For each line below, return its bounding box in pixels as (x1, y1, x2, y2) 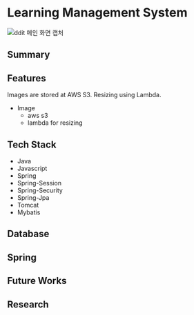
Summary (7, 49, 50, 61)
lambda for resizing (27, 119, 83, 127)
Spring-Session (17, 179, 62, 187)
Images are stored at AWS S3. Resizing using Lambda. (7, 91, 162, 99)
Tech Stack (7, 139, 57, 150)
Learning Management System (7, 5, 188, 21)
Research (7, 298, 50, 310)
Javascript (17, 164, 48, 172)
